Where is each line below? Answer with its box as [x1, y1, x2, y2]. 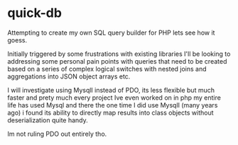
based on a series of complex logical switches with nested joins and [7, 64, 207, 73]
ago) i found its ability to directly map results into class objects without [7, 108, 215, 117]
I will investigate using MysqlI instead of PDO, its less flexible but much [7, 86, 215, 94]
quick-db [7, 5, 63, 21]
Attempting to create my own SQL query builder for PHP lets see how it [7, 28, 215, 37]
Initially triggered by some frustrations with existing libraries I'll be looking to [7, 50, 231, 58]
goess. [7, 35, 27, 44]
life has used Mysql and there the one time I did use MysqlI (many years [7, 100, 218, 109]
